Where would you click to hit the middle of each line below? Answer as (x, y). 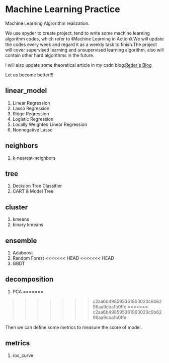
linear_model (26, 91)
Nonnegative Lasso (32, 129)
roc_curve (23, 355)
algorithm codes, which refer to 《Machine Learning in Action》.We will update (84, 38)
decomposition (29, 279)
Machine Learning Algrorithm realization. (47, 23)
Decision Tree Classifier (37, 186)
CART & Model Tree (33, 191)
